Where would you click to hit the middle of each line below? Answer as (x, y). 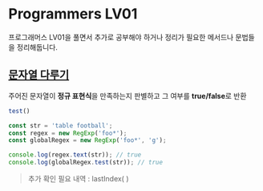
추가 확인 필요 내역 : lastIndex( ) (79, 179)
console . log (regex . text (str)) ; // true (75, 155)
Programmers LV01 (73, 14)
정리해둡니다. (37, 47)
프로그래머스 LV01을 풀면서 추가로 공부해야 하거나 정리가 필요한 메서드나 (121, 37)
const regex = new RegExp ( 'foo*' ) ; (68, 133)
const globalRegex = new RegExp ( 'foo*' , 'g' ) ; (87, 140)
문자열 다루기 (39, 75)
